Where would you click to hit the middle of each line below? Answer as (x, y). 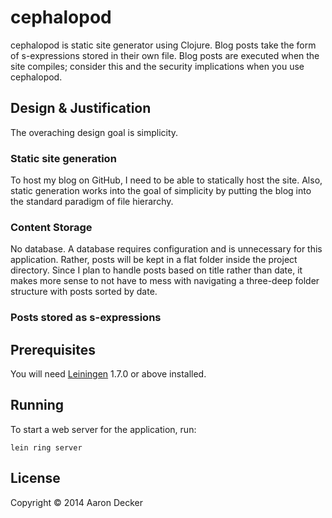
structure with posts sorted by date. (84, 292)
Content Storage (51, 227)
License (35, 478)
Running (37, 405)
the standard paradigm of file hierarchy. (92, 202)
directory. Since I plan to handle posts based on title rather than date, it (156, 270)
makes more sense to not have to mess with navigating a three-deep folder (165, 281)
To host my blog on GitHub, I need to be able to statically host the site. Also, (166, 180)
